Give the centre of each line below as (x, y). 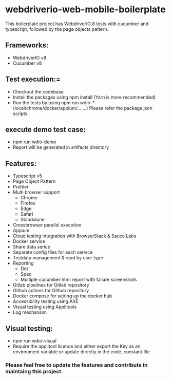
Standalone (33, 220)
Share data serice (31, 247)
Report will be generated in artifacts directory (61, 147)
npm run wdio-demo (34, 142)
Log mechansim (30, 312)
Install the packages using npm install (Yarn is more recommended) (84, 97)
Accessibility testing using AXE (45, 301)
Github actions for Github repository (51, 291)
